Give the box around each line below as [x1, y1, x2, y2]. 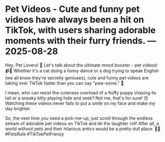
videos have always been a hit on [5, 14, 144, 25]
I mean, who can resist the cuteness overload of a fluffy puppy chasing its [5, 89, 157, 95]
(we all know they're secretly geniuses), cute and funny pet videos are [5, 74, 149, 80]
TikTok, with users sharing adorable [5, 25, 156, 36]
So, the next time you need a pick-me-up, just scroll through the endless [5, 115, 153, 121]
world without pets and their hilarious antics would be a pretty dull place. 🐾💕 [5, 126, 161, 132]
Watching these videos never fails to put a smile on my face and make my [5, 100, 156, 106]
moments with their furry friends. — [5, 35, 156, 47]
